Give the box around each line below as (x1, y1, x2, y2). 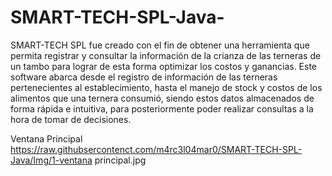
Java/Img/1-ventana (10, 154, 93, 166)
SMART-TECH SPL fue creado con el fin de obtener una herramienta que (10, 39, 310, 51)
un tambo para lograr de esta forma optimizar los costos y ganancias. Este (10, 60, 318, 72)
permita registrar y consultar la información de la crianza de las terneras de (10, 49, 322, 61)
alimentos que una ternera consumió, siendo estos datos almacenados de (10, 92, 315, 104)
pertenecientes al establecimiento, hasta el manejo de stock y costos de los (10, 81, 323, 93)
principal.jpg (94, 154, 147, 166)
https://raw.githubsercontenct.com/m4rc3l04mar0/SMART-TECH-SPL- (10, 143, 303, 155)
